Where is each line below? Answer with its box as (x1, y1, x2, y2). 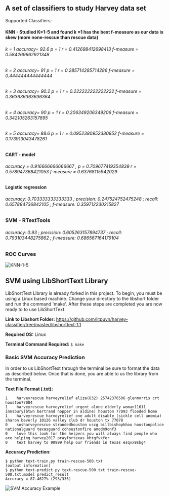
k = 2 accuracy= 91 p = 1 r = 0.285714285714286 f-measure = (5, 67, 135, 73)
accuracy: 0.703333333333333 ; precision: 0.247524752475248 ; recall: (5, 196, 158, 202)
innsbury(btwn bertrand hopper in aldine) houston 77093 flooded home (5, 409, 157, 414)
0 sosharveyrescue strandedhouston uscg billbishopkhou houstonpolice (5, 423, 164, 428)
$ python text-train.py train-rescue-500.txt (5, 459, 103, 464)
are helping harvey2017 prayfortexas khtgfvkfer (5, 436, 110, 441)
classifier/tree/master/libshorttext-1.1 (5, 321, 81, 327)
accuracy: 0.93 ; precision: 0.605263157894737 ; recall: (5, 230, 122, 236)
